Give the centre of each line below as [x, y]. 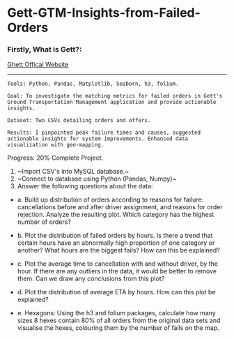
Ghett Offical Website [38, 65]
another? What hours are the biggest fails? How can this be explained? [119, 250]
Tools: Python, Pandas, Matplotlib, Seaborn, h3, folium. [93, 84]
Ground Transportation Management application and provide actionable [112, 103]
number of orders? [44, 222]
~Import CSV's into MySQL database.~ [73, 172]
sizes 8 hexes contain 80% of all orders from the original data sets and [119, 321]
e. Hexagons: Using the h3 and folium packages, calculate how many [116, 313]
